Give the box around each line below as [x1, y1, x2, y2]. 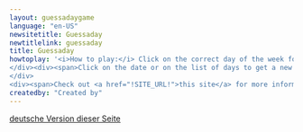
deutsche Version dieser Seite [9, 113, 122, 124]
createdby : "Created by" [9, 88, 103, 97]
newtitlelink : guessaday [9, 38, 103, 48]
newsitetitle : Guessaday [9, 30, 103, 39]
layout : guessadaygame [9, 13, 95, 22]
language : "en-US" [9, 22, 78, 31]
